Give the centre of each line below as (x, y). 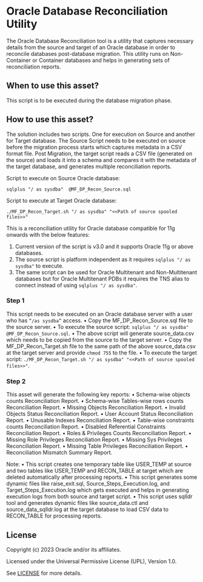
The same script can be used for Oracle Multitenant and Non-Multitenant (106, 272)
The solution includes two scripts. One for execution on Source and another (101, 134)
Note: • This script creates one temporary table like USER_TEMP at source (99, 464)
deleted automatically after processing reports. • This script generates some (102, 477)
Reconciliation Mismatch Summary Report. (59, 453)
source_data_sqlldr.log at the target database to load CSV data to (87, 509)
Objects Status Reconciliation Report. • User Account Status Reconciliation (100, 414)
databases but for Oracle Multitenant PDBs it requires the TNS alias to (102, 279)
